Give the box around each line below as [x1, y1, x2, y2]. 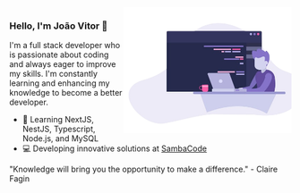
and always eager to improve [9, 59, 116, 70]
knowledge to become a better [9, 88, 123, 98]
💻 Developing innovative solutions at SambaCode [21, 143, 208, 154]
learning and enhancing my [9, 78, 110, 88]
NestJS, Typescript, [21, 123, 96, 135]
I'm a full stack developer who [9, 40, 121, 51]
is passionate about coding [9, 49, 109, 60]
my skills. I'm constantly [9, 69, 99, 80]
